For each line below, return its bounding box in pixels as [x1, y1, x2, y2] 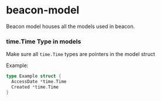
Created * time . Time [11, 84, 59, 90]
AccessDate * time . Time [11, 79, 67, 85]
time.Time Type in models [6, 37, 81, 46]
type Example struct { [6, 74, 61, 79]
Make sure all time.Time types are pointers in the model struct [6, 51, 155, 58]
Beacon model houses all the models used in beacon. [6, 23, 135, 30]
